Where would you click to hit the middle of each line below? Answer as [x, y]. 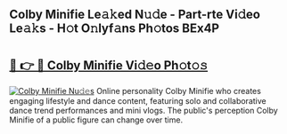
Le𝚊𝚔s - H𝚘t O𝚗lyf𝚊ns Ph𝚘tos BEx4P [115, 29]
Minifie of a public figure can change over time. [96, 120]
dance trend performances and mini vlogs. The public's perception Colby [143, 110]
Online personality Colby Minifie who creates [179, 91]
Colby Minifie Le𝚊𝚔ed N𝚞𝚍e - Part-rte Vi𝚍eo [135, 15]
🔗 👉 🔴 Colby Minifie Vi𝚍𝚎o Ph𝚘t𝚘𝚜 [109, 65]
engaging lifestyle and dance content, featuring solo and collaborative [138, 101]
